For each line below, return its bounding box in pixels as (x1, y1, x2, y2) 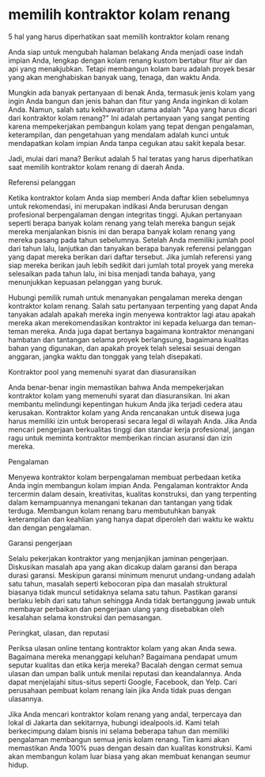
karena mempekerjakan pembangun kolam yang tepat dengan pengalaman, (8, 121, 255, 131)
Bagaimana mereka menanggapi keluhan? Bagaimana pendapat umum (8, 652, 238, 661)
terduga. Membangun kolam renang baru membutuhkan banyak (8, 506, 216, 515)
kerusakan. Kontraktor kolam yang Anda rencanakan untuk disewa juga (8, 407, 240, 417)
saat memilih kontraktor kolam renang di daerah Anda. (8, 162, 184, 171)
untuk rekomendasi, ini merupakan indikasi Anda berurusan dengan (8, 201, 229, 211)
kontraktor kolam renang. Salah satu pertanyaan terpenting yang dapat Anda (8, 301, 258, 310)
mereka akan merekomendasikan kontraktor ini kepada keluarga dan (8, 317, 231, 327)
